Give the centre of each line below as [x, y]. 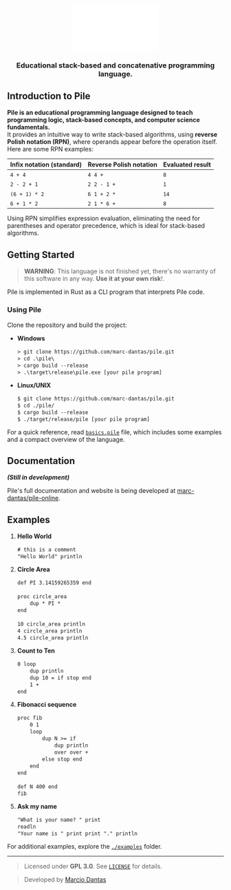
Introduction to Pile [49, 96]
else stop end [62, 759]
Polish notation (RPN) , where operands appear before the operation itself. [112, 142]
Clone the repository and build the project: [67, 325]
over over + [71, 752]
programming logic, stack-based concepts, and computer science [104, 120]
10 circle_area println [51, 624]
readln [26, 827]
